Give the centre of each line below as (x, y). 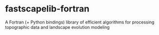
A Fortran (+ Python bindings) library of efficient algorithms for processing (80, 22)
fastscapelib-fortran (47, 9)
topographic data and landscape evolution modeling (57, 27)
